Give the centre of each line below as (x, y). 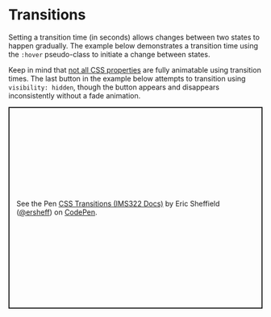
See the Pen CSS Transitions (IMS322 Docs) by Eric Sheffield (118, 203)
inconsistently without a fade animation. (75, 95)
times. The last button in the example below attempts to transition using (127, 78)
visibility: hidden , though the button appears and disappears (114, 87)
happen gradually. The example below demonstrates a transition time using (133, 45)
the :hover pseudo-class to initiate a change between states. (109, 54)
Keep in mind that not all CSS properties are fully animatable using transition (135, 69)
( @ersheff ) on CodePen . (57, 212)
